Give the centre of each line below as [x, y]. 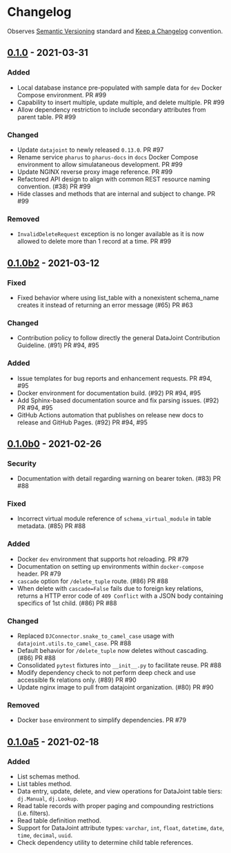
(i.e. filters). [33, 813]
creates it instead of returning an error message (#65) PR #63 [105, 305]
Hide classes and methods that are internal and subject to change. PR [116, 193]
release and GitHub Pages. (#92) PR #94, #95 [82, 422]
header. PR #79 [39, 573]
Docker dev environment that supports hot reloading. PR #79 [103, 559]
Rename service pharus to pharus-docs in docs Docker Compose [108, 157]
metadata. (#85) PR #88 [51, 526]
